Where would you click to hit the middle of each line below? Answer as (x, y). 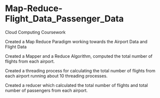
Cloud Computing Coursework (35, 32)
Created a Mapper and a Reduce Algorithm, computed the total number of (79, 56)
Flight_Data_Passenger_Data (64, 19)
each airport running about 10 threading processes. (56, 76)
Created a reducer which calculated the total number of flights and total (77, 85)
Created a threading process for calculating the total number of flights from (80, 70)
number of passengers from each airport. (47, 90)
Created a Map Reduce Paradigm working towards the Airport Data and (76, 41)
